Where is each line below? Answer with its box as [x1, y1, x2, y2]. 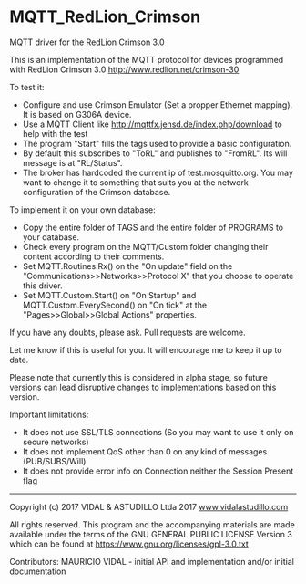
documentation [9, 566, 66, 577]
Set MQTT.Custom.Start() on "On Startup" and [22, 289, 197, 300]
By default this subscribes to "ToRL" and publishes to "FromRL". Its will [22, 148, 288, 159]
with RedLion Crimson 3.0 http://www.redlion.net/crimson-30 [9, 64, 240, 75]
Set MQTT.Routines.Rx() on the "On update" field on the [22, 260, 233, 271]
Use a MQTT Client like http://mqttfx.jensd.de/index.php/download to [22, 119, 282, 130]
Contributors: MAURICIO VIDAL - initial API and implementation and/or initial [9, 556, 294, 567]
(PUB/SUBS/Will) [22, 455, 87, 466]
